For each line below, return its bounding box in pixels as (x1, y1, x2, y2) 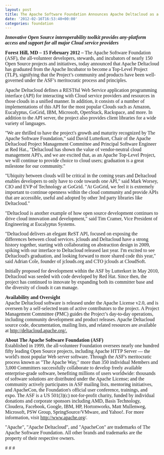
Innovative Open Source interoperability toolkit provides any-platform (5, 34, 146, 40)
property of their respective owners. (5, 435, 75, 441)
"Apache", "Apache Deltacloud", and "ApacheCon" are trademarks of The (5, 424, 151, 430)
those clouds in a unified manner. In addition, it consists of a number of (5, 98, 145, 104)
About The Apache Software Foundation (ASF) (5, 337, 104, 343)
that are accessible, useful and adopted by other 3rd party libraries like (5, 195, 143, 201)
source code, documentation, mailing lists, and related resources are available (5, 322, 157, 328)
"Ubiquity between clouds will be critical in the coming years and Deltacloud (5, 173, 157, 179)
